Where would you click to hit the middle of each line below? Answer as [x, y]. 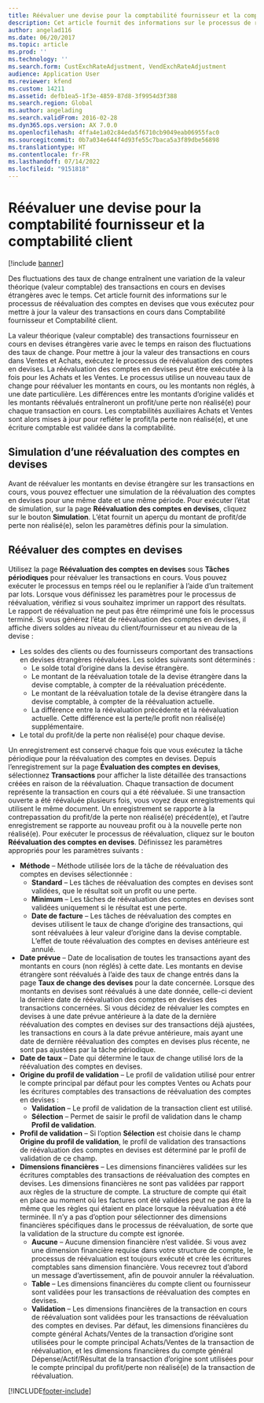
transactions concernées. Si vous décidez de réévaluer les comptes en [134, 1007]
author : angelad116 [40, 30]
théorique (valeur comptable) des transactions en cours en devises [117, 286]
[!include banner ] [36, 263]
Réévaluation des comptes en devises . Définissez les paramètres [115, 842]
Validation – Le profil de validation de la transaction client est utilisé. [142, 1108]
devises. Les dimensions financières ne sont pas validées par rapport [132, 1183]
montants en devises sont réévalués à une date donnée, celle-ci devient [136, 991]
